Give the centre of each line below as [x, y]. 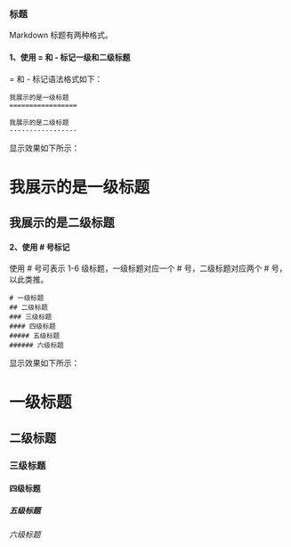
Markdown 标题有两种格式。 [61, 35]
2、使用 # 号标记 [40, 247]
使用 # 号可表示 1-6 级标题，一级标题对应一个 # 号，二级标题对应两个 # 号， [148, 268]
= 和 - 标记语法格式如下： [56, 78]
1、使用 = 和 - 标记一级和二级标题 [70, 57]
